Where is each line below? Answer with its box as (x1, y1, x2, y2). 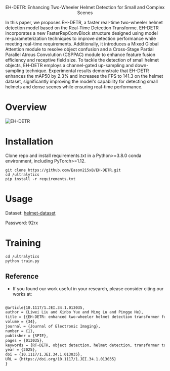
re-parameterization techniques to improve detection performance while (5, 35, 156, 41)
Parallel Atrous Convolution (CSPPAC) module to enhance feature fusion (5, 51, 156, 58)
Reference (5, 272, 39, 281)
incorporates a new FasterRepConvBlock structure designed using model (5, 30, 158, 36)
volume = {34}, (5, 319, 37, 325)
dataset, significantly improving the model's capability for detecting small (5, 78, 158, 84)
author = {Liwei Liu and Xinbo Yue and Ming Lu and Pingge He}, (5, 310, 144, 315)
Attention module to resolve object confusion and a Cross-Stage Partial (5, 46, 154, 52)
